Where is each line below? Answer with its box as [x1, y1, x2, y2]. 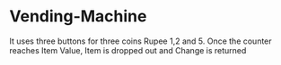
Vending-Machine [9, 6, 147, 27]
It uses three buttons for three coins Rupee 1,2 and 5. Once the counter [9, 36, 272, 46]
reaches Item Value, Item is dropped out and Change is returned [9, 45, 247, 55]
